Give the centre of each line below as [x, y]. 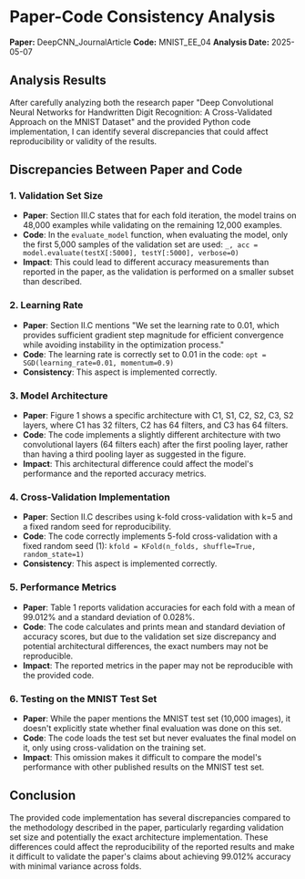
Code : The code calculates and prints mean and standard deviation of [154, 626]
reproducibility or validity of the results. [83, 141]
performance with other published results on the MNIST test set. [143, 767]
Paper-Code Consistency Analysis [142, 17]
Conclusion [43, 796]
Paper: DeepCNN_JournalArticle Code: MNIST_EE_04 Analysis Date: [140, 42]
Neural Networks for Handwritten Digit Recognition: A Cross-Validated [141, 112]
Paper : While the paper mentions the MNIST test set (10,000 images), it [157, 719]
